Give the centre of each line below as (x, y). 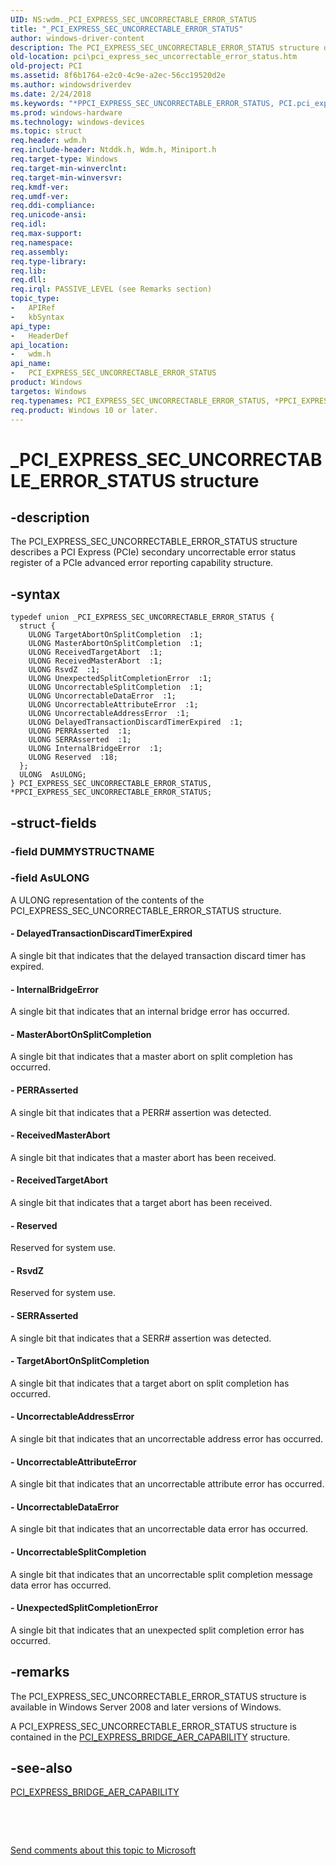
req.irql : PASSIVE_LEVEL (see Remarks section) (111, 289)
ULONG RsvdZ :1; (64, 670)
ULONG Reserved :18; (73, 757)
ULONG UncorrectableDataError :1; (102, 696)
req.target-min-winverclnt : (69, 168)
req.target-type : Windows (64, 159)
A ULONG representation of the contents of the (107, 900)
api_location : (40, 345)
